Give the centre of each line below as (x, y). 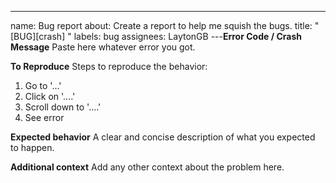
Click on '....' (50, 96)
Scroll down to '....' (63, 107)
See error (44, 117)
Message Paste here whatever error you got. (103, 47)
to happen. (32, 147)
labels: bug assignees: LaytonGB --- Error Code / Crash (187, 36)
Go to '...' (43, 85)
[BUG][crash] (38, 36)
